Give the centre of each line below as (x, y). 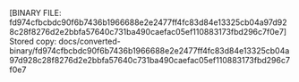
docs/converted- (90, 41)
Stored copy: (33, 41)
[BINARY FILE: (35, 13)
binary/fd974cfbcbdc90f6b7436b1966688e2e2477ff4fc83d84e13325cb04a (149, 51)
